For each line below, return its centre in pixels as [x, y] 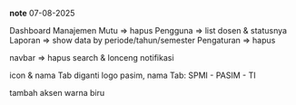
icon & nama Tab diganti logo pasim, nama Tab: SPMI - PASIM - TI [133, 75]
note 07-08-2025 [42, 13]
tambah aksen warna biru [57, 93]
